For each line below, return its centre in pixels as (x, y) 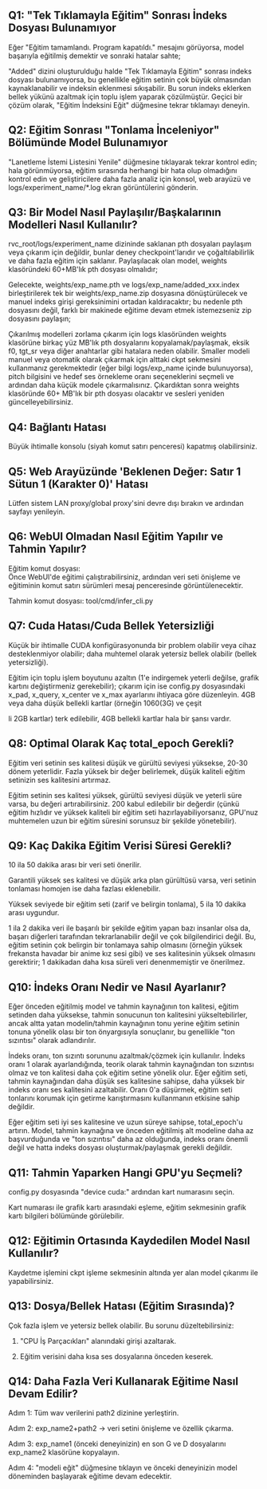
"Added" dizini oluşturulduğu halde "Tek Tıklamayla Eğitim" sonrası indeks (130, 71)
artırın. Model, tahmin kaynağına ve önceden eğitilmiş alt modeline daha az (131, 1131)
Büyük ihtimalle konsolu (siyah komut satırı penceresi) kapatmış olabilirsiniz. (133, 446)
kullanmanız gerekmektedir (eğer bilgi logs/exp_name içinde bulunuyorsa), (131, 368)
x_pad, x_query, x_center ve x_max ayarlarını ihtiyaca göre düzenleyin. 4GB (132, 694)
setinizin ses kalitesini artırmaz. (60, 780)
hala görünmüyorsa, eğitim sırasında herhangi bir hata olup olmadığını (123, 170)
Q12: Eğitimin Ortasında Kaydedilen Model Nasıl (129, 1241)
